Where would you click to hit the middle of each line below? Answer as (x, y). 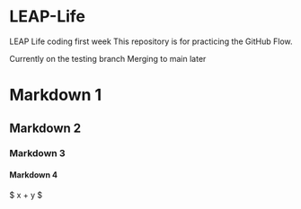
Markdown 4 (34, 175)
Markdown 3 (37, 153)
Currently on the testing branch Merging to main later (108, 58)
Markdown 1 (56, 95)
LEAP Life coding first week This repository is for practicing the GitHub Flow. (151, 41)
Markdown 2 (45, 128)
